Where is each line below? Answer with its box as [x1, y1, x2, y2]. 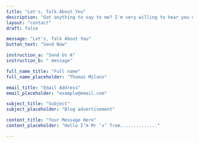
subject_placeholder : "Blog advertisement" [6, 106, 115, 113]
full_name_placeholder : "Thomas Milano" [6, 74, 108, 80]
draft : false [6, 25, 38, 31]
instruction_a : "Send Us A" [6, 52, 76, 58]
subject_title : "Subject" [6, 101, 70, 107]
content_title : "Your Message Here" [6, 117, 97, 123]
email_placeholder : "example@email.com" [6, 90, 108, 96]
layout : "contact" [6, 20, 52, 26]
